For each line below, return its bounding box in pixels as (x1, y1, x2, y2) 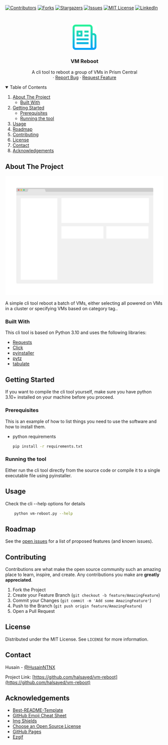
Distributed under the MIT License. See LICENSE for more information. (5, 636, 148, 642)
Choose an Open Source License (12, 723, 81, 729)
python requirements (12, 433, 56, 439)
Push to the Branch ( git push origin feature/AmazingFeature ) (12, 603, 142, 609)
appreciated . (5, 577, 33, 583)
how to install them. (5, 424, 46, 430)
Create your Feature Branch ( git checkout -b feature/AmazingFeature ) (12, 592, 160, 598)
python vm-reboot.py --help (14, 511, 73, 516)
